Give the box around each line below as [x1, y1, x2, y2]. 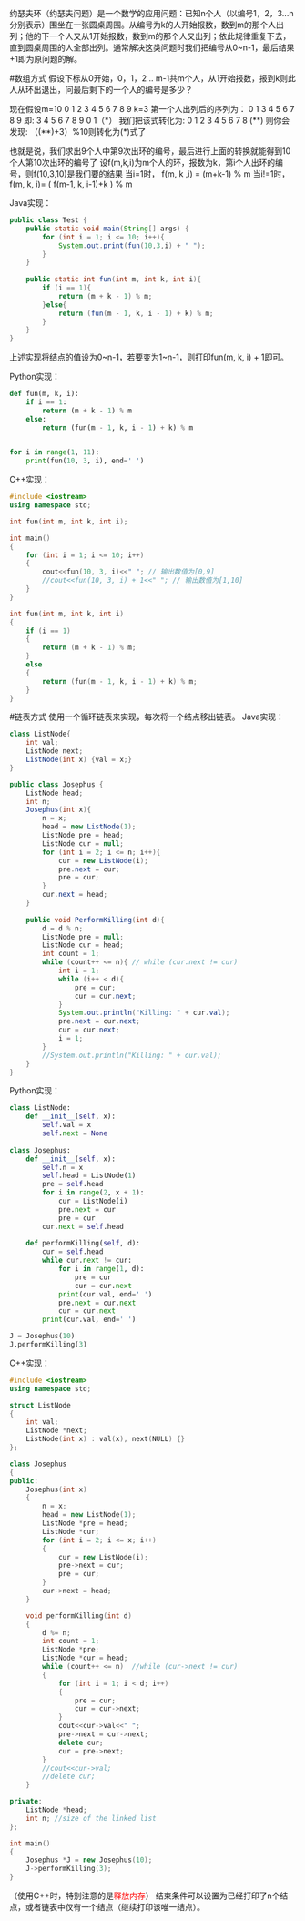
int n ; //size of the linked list [25, 1814, 157, 1823]
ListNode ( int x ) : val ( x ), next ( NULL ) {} [25, 1435, 185, 1444]
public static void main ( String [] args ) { [25, 224, 189, 233]
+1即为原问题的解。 [9, 54, 82, 64]
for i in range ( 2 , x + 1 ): [42, 1188, 145, 1197]
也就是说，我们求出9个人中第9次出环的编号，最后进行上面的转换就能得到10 [9, 146, 291, 157]
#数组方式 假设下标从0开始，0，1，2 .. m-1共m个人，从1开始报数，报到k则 [9, 73, 289, 84]
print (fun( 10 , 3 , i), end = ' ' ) [25, 456, 145, 466]
